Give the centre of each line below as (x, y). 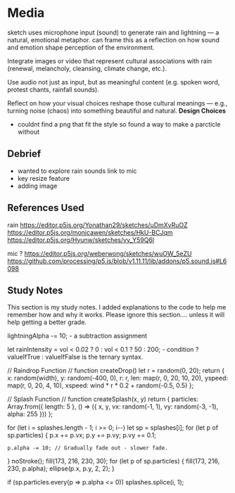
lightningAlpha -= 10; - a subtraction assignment (77, 336)
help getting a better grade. (47, 322)
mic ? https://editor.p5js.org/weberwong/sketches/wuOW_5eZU (100, 253)
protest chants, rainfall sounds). (53, 89)
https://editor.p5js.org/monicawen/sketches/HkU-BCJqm (90, 232)
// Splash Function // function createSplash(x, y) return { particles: (103, 399)
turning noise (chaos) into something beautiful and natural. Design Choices (117, 110)
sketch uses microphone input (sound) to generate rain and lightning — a (113, 32)
